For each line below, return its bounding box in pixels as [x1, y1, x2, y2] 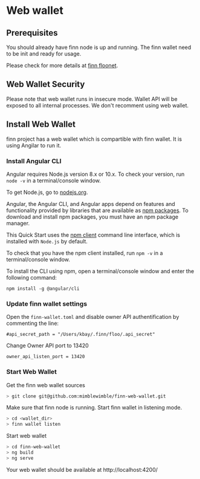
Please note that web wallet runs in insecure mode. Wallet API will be [6, 95, 178, 103]
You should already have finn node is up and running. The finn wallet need [6, 43, 192, 51]
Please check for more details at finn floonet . [6, 62, 118, 69]
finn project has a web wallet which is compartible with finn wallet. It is [6, 135, 182, 143]
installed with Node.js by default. [6, 237, 88, 245]
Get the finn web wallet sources [6, 381, 86, 388]
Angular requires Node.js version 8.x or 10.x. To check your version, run [6, 170, 185, 178]
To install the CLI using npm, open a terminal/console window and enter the [6, 267, 195, 275]
